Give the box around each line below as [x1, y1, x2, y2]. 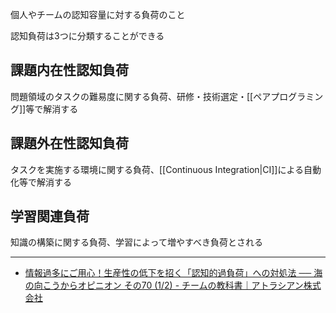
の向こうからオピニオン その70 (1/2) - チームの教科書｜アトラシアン [24, 279, 304, 292]
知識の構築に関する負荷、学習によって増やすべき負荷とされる [10, 236, 263, 248]
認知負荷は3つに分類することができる [10, 30, 165, 42]
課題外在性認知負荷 [10, 135, 129, 152]
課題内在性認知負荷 [10, 62, 129, 79]
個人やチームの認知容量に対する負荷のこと [10, 9, 186, 20]
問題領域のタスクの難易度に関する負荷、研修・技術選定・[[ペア [10, 90, 272, 102]
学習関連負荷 [10, 208, 90, 225]
